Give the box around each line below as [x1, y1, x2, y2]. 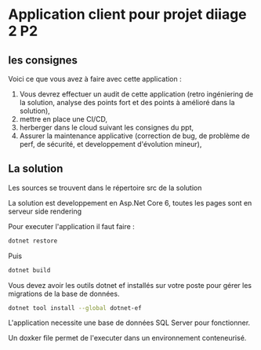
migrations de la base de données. [8, 289, 120, 298]
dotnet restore [8, 237, 58, 245]
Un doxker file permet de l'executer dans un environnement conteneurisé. [8, 334, 247, 343]
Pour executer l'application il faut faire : [8, 221, 135, 231]
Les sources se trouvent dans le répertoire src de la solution [8, 183, 202, 192]
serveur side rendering [8, 206, 82, 216]
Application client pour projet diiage [8, 5, 247, 24]
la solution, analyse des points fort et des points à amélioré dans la [19, 98, 235, 107]
